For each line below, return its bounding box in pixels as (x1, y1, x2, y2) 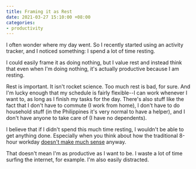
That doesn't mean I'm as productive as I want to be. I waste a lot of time (6, 150, 183, 157)
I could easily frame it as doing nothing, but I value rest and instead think (6, 59, 182, 66)
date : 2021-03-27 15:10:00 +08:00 (6, 14, 91, 20)
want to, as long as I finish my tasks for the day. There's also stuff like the (6, 96, 184, 103)
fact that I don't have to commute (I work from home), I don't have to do (6, 102, 180, 109)
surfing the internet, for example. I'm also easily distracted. (6, 156, 149, 163)
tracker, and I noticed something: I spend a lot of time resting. (6, 48, 155, 55)
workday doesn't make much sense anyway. (18, 138, 127, 145)
